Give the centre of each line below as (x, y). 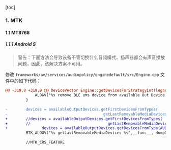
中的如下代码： (25, 81)
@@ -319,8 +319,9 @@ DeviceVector (42, 91)
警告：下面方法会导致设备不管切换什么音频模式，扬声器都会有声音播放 (91, 57)
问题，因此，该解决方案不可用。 (51, 64)
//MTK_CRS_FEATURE (45, 142)
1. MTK (14, 20)
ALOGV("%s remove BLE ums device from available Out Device (100, 95)
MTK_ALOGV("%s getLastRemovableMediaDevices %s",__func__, (90, 133)
